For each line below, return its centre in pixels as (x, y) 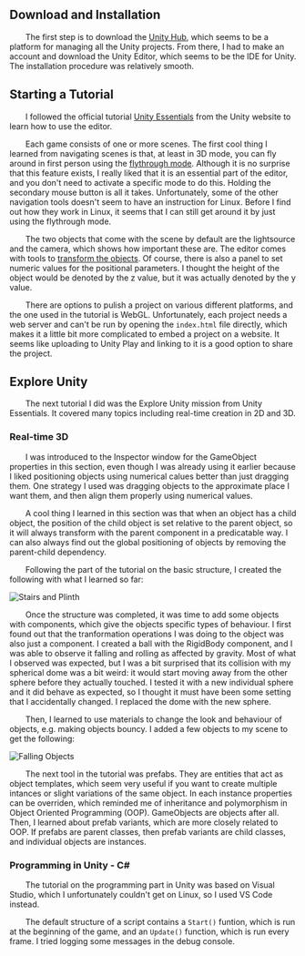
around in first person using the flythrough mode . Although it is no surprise (150, 163)
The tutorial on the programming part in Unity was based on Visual (150, 885)
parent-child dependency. (58, 552)
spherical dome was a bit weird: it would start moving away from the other (149, 672)
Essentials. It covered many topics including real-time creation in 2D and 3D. (152, 413)
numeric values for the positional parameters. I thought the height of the (145, 268)
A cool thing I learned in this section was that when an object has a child (161, 513)
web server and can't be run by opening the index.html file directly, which (149, 324)
